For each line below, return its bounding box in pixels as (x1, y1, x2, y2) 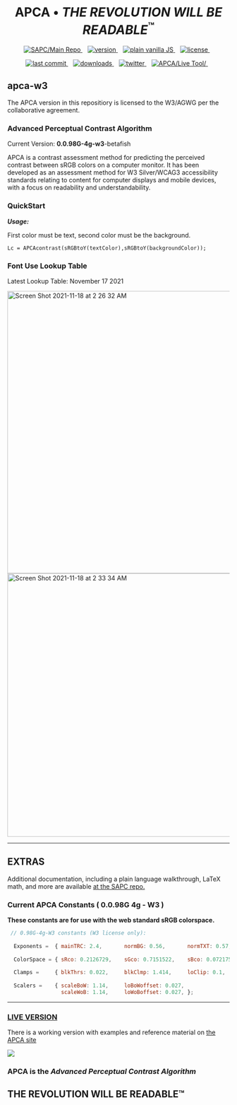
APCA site (7, 1036, 37, 1044)
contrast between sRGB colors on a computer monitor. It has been (7, 160, 200, 170)
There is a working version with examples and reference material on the (7, 1028, 216, 1036)
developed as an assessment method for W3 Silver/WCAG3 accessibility (7, 168, 219, 177)
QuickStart (7, 201, 46, 211)
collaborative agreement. (7, 106, 80, 115)
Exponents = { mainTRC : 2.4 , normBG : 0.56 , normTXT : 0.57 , (13, 942, 232, 949)
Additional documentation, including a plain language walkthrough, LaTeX (7, 875, 221, 883)
